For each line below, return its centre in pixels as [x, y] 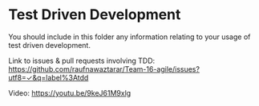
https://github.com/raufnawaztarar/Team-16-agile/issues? [104, 69]
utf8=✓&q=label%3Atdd [49, 77]
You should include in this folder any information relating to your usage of [129, 37]
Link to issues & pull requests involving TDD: [82, 61]
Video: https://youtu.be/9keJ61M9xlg [70, 92]
